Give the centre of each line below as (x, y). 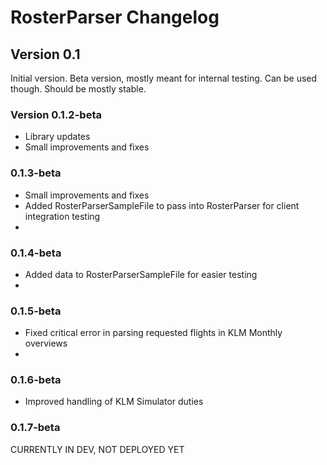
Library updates (57, 137)
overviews (46, 343)
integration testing (62, 216)
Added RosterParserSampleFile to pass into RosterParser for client (162, 205)
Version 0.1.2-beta (56, 114)
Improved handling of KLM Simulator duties (114, 402)
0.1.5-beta (36, 311)
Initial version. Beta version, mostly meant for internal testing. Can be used (164, 78)
